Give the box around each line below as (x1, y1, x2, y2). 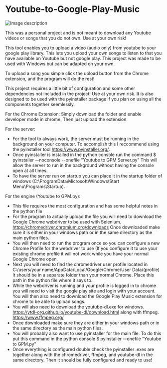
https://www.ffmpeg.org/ (12, 314, 64, 320)
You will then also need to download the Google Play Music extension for (12, 293, 163, 299)
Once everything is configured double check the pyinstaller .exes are (12, 346, 155, 352)
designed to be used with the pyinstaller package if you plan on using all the (5, 96, 162, 102)
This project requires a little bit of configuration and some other (5, 85, 136, 91)
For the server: (5, 126, 36, 132)
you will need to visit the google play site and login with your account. (12, 287, 156, 293)
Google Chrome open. (12, 256, 58, 262)
